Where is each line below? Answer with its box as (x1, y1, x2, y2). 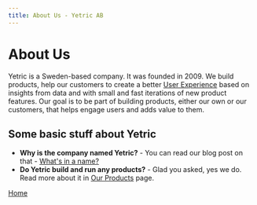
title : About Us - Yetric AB (8, 11, 104, 20)
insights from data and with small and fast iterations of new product (8, 88, 227, 97)
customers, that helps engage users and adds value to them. (8, 104, 205, 114)
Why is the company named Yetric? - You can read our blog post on (19, 148, 244, 158)
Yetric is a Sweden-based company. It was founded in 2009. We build (8, 71, 234, 81)
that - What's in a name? (19, 156, 100, 166)
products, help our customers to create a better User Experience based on (8, 79, 250, 89)
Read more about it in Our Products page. (19, 174, 155, 183)
